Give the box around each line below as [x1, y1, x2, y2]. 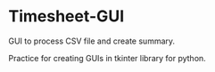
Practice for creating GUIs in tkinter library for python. [8, 52, 206, 63]
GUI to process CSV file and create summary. [8, 36, 176, 46]
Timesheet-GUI [8, 6, 125, 27]
